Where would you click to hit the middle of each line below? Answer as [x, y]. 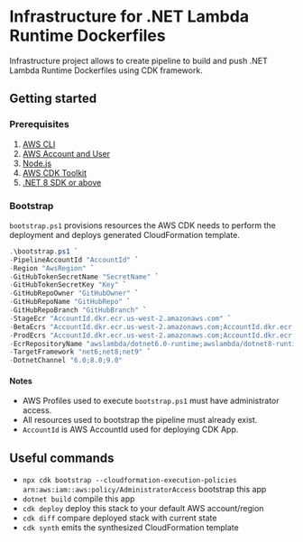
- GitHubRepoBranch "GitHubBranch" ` [78, 310]
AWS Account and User [66, 153]
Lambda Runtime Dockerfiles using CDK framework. [106, 70]
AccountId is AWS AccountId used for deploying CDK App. [130, 429]
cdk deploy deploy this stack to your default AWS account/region [143, 509]
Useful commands [62, 458]
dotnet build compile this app [78, 499]
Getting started [53, 99]
